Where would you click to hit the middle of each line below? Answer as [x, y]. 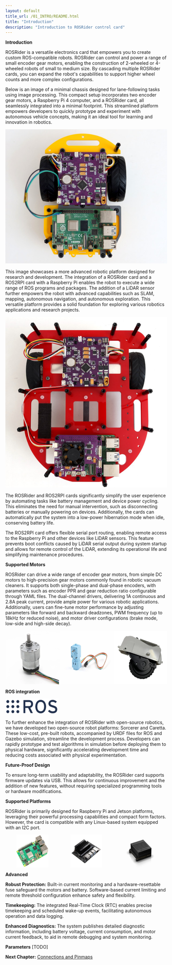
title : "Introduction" [30, 22]
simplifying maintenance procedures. [45, 555]
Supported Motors [25, 565]
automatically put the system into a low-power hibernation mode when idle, [85, 517]
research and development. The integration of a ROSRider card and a [78, 277]
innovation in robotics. [29, 122]
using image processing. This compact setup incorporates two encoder [81, 95]
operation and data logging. [35, 916]
